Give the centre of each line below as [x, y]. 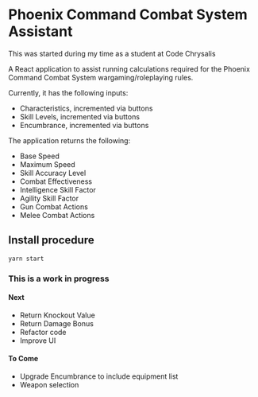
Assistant [40, 31]
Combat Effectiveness [56, 181]
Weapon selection [49, 385]
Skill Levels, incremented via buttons [80, 116]
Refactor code [43, 332]
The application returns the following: [69, 140]
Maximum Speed [47, 164]
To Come [23, 359]
